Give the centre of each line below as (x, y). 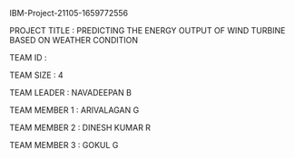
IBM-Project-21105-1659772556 (69, 13)
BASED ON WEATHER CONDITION (74, 40)
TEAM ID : (28, 57)
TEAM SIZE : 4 (36, 75)
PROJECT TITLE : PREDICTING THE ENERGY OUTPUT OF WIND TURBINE (147, 30)
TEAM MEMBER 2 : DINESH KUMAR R (80, 127)
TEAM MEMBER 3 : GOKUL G (64, 145)
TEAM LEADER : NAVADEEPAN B (70, 93)
